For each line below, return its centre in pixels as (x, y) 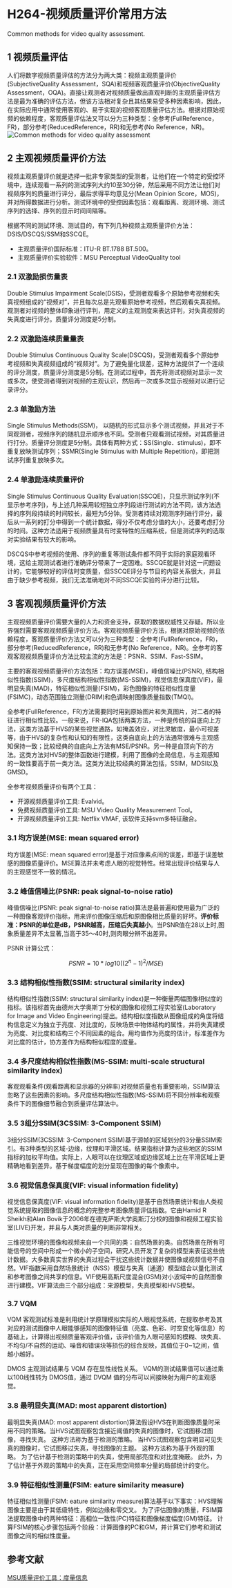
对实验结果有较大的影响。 (43, 539)
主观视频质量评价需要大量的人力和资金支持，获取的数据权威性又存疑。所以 (113, 622)
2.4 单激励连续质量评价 (46, 479)
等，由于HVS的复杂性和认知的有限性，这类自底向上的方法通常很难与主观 (110, 737)
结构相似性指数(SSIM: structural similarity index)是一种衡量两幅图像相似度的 (115, 999)
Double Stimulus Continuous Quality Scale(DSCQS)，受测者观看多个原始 (110, 355)
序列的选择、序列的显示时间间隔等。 (59, 211)
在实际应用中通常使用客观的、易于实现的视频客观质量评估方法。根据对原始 (113, 109)
